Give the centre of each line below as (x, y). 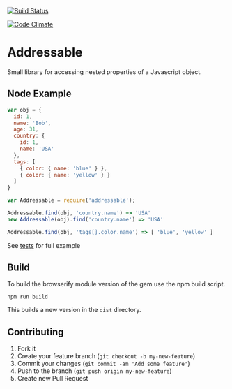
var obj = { (24, 110)
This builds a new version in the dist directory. (74, 310)
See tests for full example (44, 245)
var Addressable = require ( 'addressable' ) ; (71, 200)
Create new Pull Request (53, 379)
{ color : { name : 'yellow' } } (65, 175)
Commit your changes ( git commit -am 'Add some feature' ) (103, 364)
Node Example (39, 94)
